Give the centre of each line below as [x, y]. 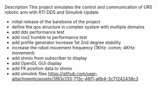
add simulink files [29, 74]
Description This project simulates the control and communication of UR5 [78, 7]
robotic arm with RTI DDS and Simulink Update [52, 12]
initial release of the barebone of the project [56, 22]
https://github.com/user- [73, 74]
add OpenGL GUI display [37, 63]
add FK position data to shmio [42, 68]
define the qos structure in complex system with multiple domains [78, 27]
